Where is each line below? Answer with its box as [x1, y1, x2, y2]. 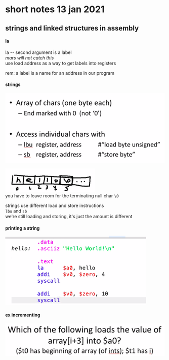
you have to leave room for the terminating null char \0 [5, 193, 119, 199]
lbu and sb [5, 208, 27, 214]
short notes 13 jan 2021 [5, 4, 105, 15]
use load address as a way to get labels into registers [5, 60, 116, 66]
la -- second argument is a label [5, 49, 72, 55]
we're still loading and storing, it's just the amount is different [5, 214, 133, 220]
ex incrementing [5, 312, 40, 318]
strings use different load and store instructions [5, 202, 104, 209]
